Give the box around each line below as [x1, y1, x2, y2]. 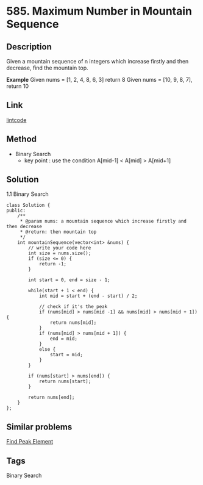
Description [6, 41, 52, 52]
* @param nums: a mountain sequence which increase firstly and [20, 218, 187, 225]
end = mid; [49, 336, 78, 342]
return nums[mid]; [49, 320, 97, 326]
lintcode [6, 116, 27, 123]
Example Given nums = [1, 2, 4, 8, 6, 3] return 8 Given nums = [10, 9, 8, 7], [6, 76, 193, 83]
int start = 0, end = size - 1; [28, 277, 111, 283]
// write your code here [28, 245, 91, 251]
